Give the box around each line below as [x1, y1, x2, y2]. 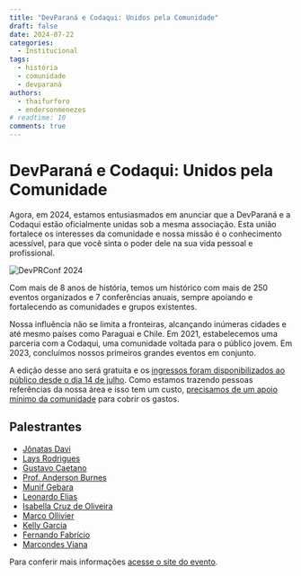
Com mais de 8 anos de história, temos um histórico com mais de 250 [9, 282, 268, 293]
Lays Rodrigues [22, 453, 81, 464]
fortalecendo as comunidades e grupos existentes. [9, 301, 198, 312]
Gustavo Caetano [22, 462, 87, 473]
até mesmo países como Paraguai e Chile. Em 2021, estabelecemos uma [9, 328, 279, 339]
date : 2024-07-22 [9, 30, 75, 39]
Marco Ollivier [22, 510, 75, 521]
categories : [9, 38, 54, 48]
